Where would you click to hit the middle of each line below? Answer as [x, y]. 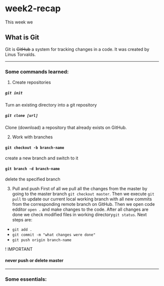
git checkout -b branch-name [35, 148]
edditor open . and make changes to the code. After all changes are [80, 209]
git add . [22, 230]
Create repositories [31, 82]
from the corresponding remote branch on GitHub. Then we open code [83, 204]
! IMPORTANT [19, 249]
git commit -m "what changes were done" [54, 235]
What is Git [22, 37]
